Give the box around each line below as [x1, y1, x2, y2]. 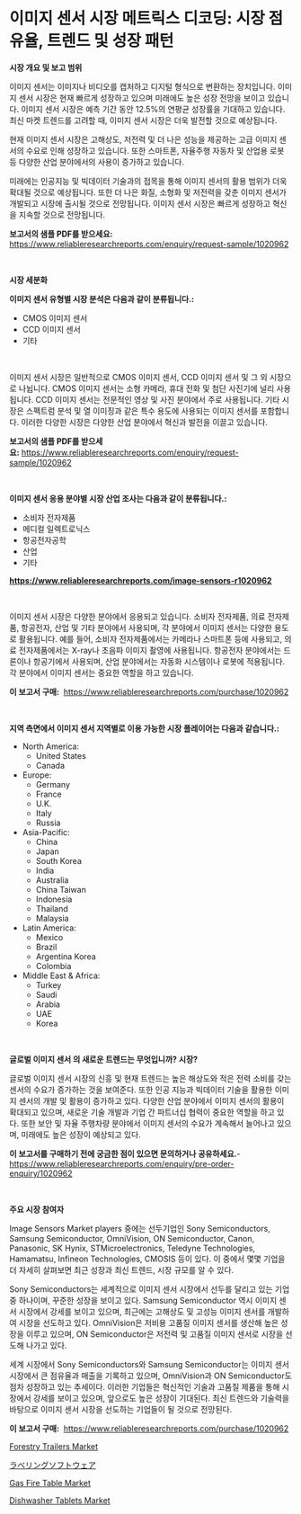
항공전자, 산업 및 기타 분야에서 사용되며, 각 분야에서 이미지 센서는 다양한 [21, 622, 272, 633]
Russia [35, 817, 61, 828]
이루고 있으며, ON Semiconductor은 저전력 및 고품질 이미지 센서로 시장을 [25, 1328, 284, 1340]
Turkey [35, 979, 62, 990]
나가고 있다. [25, 1340, 67, 1350]
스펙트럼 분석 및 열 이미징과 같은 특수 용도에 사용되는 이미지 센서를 [25, 405, 259, 416]
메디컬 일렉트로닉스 [22, 523, 91, 534]
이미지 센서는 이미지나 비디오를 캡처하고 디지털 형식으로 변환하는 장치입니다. [9, 81, 276, 92]
